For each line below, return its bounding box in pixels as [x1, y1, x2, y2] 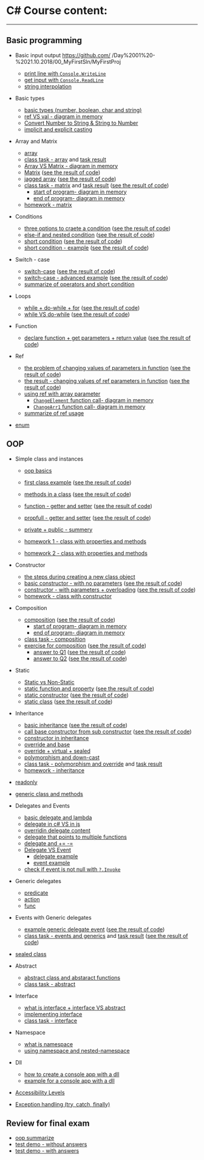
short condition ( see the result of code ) [24, 237, 123, 245]
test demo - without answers [15, 1141, 87, 1148]
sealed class [15, 950, 47, 957]
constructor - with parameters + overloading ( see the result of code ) [24, 585, 196, 593]
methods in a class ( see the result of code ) [24, 491, 132, 498]
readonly [15, 778, 38, 786]
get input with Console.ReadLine [24, 76, 104, 83]
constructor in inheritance [24, 734, 89, 741]
